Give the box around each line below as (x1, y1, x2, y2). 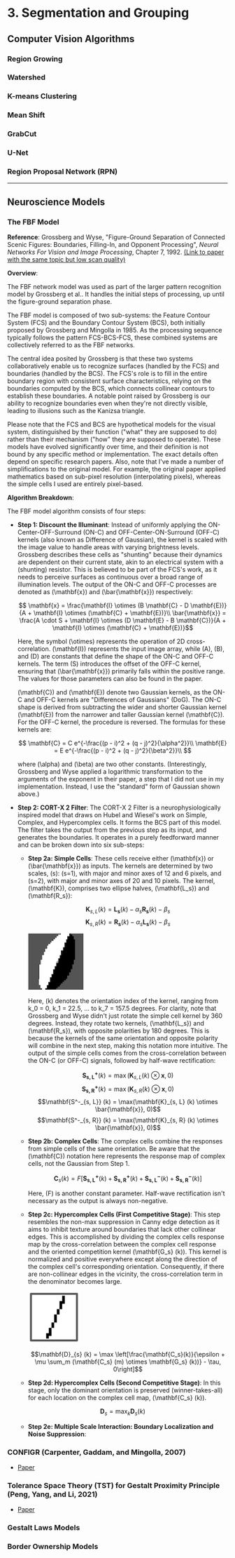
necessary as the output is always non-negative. (27, 1197, 169, 1205)
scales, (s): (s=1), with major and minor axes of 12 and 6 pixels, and (27, 869, 222, 878)
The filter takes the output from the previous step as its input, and (17, 826, 207, 834)
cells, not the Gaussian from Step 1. (27, 1159, 130, 1167)
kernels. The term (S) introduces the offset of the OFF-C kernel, (17, 659, 201, 668)
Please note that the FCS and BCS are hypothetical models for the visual (7, 420, 215, 429)
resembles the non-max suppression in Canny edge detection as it (27, 1218, 220, 1226)
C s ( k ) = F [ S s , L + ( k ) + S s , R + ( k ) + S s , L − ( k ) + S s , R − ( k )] (53, 1173, 202, 1184)
